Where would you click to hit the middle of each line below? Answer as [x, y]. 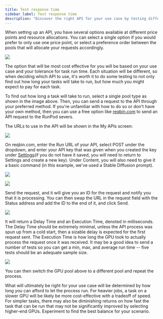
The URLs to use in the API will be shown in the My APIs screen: [69, 126]
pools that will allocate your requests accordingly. [55, 48]
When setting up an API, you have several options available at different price [81, 32]
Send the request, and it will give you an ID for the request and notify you [78, 193]
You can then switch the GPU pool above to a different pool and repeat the [79, 271]
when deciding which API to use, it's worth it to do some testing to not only [80, 77]
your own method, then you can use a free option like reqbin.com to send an [81, 112]
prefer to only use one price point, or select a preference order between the [81, 43]
